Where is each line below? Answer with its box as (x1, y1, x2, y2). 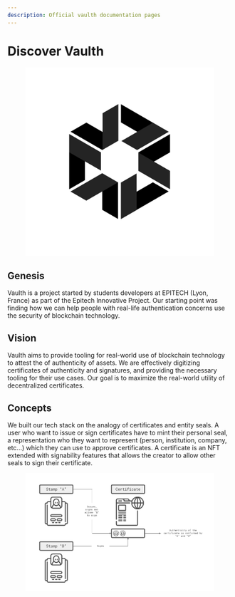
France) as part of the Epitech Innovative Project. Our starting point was (7, 296, 219, 305)
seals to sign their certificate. (7, 459, 93, 467)
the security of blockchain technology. (7, 311, 120, 320)
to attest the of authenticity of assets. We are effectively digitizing (7, 358, 201, 367)
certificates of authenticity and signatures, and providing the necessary (7, 366, 217, 375)
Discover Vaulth (7, 43, 105, 59)
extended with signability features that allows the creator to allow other (7, 451, 216, 460)
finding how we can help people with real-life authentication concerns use (7, 303, 226, 313)
